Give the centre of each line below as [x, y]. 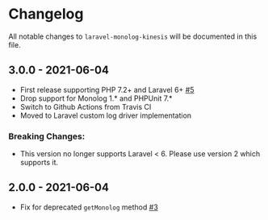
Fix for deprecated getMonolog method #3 [89, 207]
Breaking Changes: [47, 136]
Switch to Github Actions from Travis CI [86, 106]
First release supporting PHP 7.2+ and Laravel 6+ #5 [107, 89]
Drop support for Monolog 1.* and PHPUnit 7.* [96, 98]
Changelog [46, 14]
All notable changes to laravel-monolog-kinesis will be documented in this [133, 36]
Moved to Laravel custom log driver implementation [106, 115]
